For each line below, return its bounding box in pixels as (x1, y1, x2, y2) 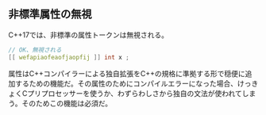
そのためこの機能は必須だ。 (21, 98, 113, 108)
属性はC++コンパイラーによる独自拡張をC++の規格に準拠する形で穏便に (8, 68, 246, 78)
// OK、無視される (8, 46, 62, 54)
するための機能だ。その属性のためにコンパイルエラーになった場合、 (14, 79, 238, 88)
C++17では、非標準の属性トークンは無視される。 (8, 30, 169, 40)
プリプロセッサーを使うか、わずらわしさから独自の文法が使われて (27, 88, 242, 98)
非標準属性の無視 (8, 7, 92, 21)
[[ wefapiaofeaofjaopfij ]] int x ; (8, 53, 129, 61)
